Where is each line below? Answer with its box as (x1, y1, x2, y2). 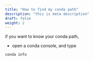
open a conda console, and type (12, 43, 77, 49)
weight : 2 (5, 20, 25, 25)
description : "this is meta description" (5, 12, 90, 16)
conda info (5, 52, 27, 57)
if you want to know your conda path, (5, 34, 80, 39)
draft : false (5, 16, 31, 21)
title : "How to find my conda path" (5, 7, 79, 12)
